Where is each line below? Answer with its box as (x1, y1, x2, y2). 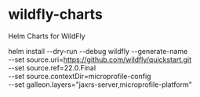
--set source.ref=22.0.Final (8, 63, 96, 72)
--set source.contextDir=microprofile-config (8, 71, 151, 81)
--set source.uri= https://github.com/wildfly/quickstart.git (8, 55, 192, 64)
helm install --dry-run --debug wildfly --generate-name (8, 46, 188, 56)
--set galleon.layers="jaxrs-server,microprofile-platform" (8, 80, 192, 89)
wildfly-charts (8, 5, 104, 23)
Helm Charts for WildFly (8, 31, 85, 41)
